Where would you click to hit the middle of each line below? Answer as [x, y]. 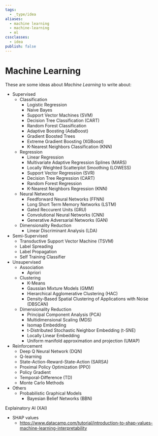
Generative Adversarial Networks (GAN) [67, 220]
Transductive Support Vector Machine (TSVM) [67, 241]
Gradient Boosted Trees [51, 136]
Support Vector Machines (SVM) [60, 115]
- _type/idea [23, 14]
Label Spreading [36, 246]
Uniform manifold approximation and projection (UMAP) [83, 341]
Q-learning [31, 357]
